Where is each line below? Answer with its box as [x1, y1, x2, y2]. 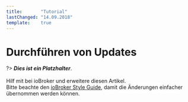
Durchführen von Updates [6, 45, 137, 59]
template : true [6, 20, 52, 26]
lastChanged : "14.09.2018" [6, 14, 73, 20]
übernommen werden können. [6, 90, 80, 97]
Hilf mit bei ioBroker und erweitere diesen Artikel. [6, 78, 126, 85]
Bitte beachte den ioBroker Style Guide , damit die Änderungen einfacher [6, 84, 183, 91]
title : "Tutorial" [6, 8, 68, 15]
